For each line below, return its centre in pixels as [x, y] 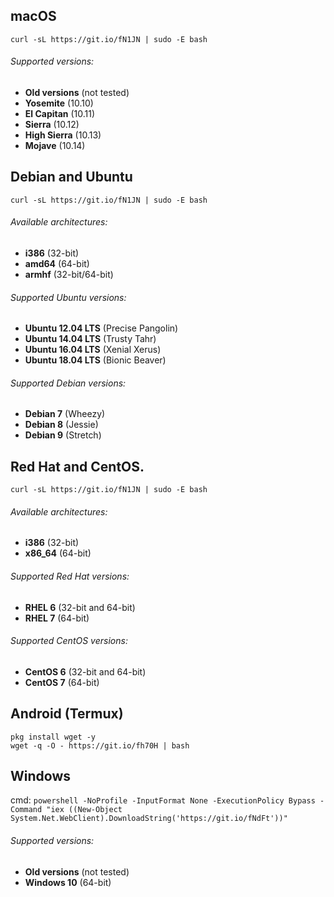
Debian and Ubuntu [71, 177]
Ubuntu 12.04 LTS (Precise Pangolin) [101, 328]
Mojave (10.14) [55, 146]
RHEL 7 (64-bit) [57, 618]
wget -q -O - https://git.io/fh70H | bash [100, 745]
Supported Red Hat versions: [70, 576]
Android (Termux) [67, 714]
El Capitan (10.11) [60, 114]
